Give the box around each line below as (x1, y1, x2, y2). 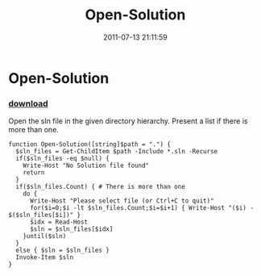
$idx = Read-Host (29, 218, 89, 227)
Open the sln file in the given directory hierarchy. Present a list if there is (8, 116, 248, 126)
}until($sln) (23, 232, 67, 240)
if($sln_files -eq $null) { (15, 155, 110, 163)
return (23, 169, 45, 177)
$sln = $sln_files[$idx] (29, 225, 114, 233)
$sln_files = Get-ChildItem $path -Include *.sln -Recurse (15, 148, 218, 156)
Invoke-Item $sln (15, 253, 74, 261)
